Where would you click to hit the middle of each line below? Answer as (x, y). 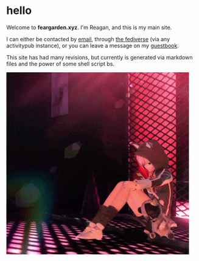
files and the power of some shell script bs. (60, 64)
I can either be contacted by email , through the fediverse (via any (88, 39)
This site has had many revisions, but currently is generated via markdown (100, 57)
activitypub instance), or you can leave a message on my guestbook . (93, 46)
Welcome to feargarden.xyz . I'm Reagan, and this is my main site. (89, 27)
